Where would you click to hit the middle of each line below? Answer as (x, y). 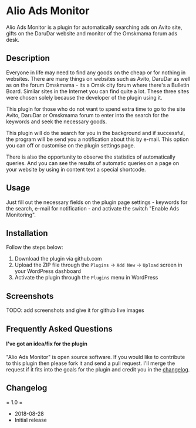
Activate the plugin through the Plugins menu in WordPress (86, 278)
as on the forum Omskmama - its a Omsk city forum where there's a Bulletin (98, 85)
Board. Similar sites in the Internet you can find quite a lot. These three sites (98, 91)
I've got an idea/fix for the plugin (47, 344)
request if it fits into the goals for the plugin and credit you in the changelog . (98, 369)
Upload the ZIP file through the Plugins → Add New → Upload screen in (99, 265)
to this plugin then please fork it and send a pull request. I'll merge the (91, 363)
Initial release (31, 420)
